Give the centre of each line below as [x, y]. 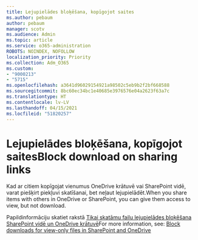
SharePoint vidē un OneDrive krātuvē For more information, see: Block [93, 224]
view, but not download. [36, 206]
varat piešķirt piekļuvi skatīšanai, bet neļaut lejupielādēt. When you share [97, 193]
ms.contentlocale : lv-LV [38, 102]
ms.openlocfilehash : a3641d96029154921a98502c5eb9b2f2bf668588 [88, 86]
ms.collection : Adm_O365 [38, 63]
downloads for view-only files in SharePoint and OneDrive [79, 230]
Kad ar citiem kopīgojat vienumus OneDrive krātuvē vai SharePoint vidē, [96, 187]
